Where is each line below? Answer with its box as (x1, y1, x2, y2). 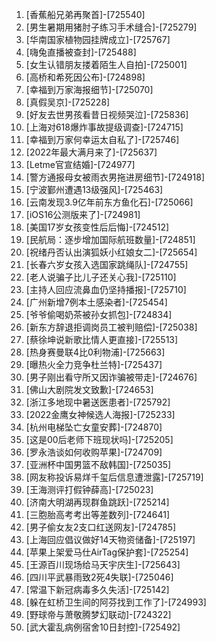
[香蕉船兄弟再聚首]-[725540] (25, 9, 146, 20)
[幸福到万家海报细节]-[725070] (25, 84, 154, 95)
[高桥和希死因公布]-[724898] (25, 71, 146, 83)
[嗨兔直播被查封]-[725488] (25, 46, 137, 58)
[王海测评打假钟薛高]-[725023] (25, 484, 154, 495)
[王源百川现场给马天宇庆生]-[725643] (25, 559, 181, 570)
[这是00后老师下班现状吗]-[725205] (25, 434, 174, 445)
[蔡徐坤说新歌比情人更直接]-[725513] (25, 334, 179, 345)
